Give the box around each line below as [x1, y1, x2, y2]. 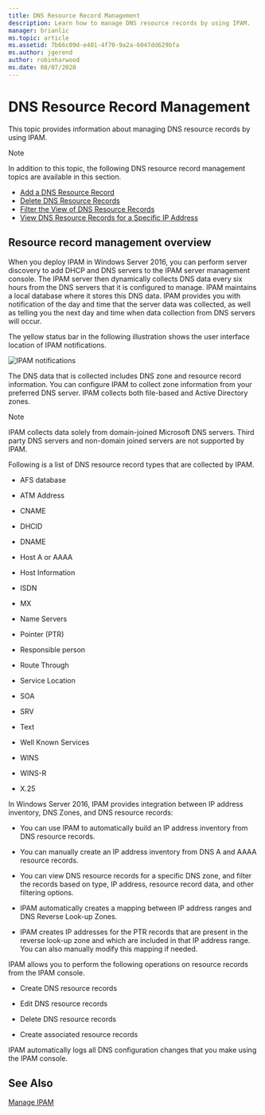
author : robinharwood [8, 57, 80, 65]
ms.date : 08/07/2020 [8, 64, 77, 72]
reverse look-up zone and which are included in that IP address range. [19, 935, 251, 945]
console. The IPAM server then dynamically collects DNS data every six [8, 274, 243, 284]
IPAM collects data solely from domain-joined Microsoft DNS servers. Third [8, 427, 255, 436]
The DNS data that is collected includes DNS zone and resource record [8, 371, 241, 381]
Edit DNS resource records [19, 999, 108, 1008]
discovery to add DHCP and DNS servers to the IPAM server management [8, 265, 251, 275]
